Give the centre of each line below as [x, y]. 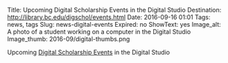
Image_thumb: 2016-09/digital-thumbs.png [69, 39]
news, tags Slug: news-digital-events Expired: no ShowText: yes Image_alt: [114, 24]
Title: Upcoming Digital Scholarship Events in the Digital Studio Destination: [114, 10]
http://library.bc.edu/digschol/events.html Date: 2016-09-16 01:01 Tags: [109, 17]
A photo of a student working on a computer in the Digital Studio [99, 32]
